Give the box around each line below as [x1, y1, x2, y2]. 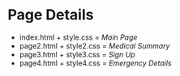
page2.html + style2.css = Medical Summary [19, 40, 170, 50]
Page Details [7, 6, 94, 24]
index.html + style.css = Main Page [19, 32, 138, 42]
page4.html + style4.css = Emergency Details [19, 58, 172, 68]
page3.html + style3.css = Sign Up [19, 49, 135, 59]
